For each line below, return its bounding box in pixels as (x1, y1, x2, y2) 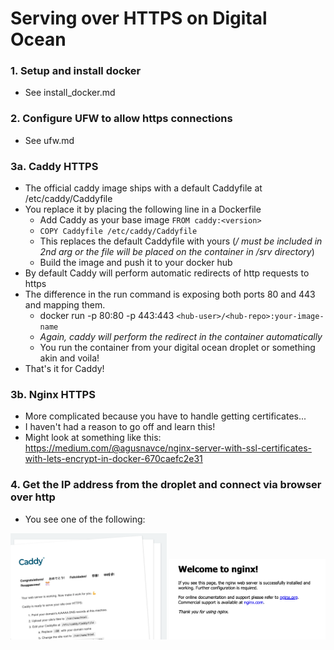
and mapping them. (24, 299, 106, 311)
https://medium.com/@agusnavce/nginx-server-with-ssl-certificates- (24, 442, 312, 454)
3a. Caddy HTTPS (10, 159, 99, 173)
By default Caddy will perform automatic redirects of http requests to (24, 267, 310, 279)
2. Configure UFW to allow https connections (10, 112, 233, 126)
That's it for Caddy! (24, 363, 105, 375)
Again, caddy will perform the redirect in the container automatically (39, 331, 323, 343)
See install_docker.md (24, 87, 116, 99)
